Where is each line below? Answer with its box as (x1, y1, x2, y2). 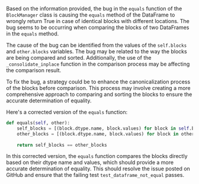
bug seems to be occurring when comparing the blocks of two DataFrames (6, 24, 190, 31)
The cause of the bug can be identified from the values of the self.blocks (6, 41, 187, 49)
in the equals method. (6, 30, 59, 37)
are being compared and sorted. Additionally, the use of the (6, 54, 152, 61)
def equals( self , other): (6, 120, 70, 126)
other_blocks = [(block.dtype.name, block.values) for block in (17, 131, 179, 137)
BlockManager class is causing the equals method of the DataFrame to (6, 11, 175, 18)
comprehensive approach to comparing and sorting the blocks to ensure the (6, 91, 192, 98)
